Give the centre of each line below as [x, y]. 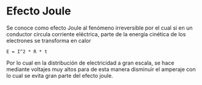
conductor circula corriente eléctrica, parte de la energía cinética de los [96, 34]
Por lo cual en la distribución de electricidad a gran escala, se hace [90, 63]
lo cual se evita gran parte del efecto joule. [60, 75]
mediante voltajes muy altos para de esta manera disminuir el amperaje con [101, 69]
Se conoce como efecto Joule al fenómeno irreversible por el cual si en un [99, 28]
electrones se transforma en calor [49, 40]
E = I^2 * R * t [27, 52]
